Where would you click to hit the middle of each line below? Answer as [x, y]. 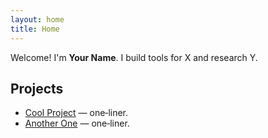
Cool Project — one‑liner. [76, 113]
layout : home [37, 19]
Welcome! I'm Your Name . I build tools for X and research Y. [134, 57]
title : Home [35, 29]
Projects [37, 88]
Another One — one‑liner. [77, 123]
